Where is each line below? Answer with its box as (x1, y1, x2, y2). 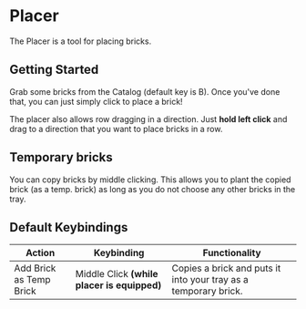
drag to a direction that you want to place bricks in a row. (9, 123, 223, 134)
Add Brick (14, 262, 56, 274)
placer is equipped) (75, 279, 162, 292)
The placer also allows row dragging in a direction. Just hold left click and (9, 113, 288, 124)
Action (25, 247, 56, 260)
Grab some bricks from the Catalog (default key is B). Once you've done (9, 86, 280, 97)
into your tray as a (171, 273, 249, 286)
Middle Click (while (75, 268, 158, 281)
